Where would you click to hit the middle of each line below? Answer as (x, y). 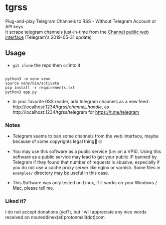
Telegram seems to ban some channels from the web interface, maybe (86, 136)
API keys (14, 26)
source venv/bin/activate (32, 83)
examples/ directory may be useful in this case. (61, 173)
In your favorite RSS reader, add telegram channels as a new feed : (81, 101)
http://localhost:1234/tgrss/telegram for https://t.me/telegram (76, 112)
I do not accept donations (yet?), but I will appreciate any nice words (76, 212)
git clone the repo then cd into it (46, 65)
